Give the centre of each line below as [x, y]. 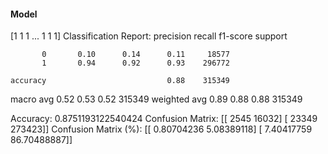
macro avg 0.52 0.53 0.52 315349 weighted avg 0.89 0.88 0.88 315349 [156, 99]
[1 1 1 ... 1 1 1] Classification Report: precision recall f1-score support [149, 36]
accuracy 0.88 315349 [120, 81]
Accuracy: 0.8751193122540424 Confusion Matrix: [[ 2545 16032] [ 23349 [164, 119]
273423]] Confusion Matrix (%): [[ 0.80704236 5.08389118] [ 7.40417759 [161, 129]
